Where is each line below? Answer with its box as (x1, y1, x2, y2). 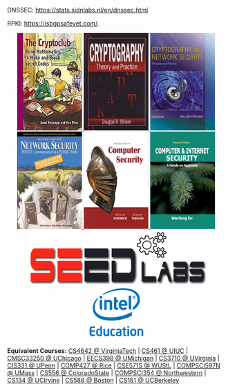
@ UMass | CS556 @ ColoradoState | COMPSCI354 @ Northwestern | (7, 369, 207, 376)
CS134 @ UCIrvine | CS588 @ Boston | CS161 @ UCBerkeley (7, 376, 180, 384)
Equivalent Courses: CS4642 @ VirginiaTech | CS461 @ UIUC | (7, 347, 189, 355)
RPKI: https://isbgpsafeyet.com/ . (7, 19, 99, 27)
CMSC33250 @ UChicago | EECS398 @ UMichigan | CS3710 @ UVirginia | (7, 354, 220, 362)
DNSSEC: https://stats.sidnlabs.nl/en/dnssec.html (7, 6, 149, 14)
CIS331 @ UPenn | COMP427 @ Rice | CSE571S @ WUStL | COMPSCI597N (7, 361, 221, 370)
